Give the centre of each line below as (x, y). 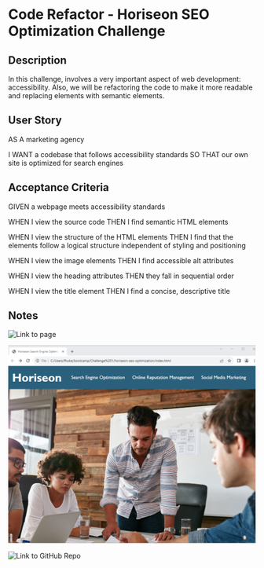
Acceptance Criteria (59, 187)
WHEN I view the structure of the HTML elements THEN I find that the (121, 236)
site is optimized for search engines (66, 163)
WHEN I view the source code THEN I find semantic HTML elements (119, 222)
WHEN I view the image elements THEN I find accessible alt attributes (121, 260)
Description (37, 60)
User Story (35, 121)
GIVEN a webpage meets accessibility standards (87, 207)
